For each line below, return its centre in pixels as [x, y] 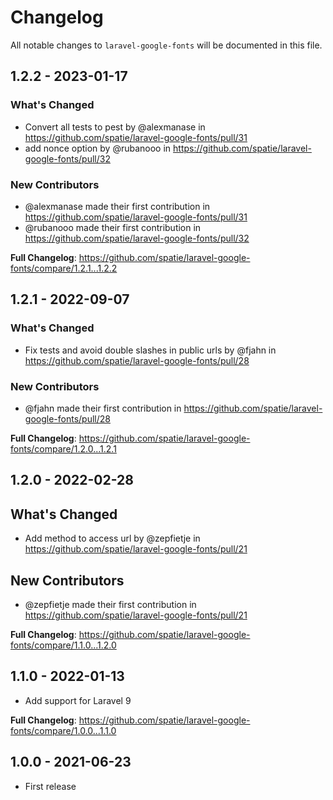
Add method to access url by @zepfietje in [112, 538]
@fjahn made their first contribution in [103, 408]
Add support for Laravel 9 [78, 700]
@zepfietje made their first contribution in [110, 604]
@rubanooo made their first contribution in [113, 227]
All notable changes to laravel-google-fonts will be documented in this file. [166, 45]
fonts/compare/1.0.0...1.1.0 [63, 730]
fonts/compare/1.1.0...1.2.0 [63, 645]
